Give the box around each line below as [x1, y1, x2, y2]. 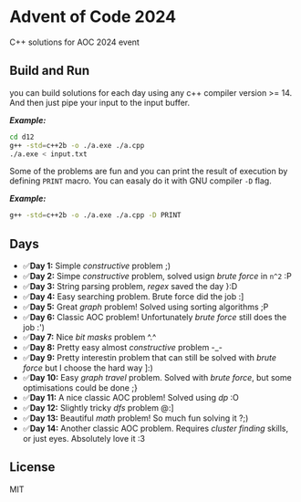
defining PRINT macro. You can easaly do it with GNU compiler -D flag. [9, 175, 272, 186]
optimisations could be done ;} [22, 382, 139, 393]
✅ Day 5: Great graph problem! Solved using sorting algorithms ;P [22, 301, 269, 312]
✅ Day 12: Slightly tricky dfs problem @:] [22, 403, 175, 413]
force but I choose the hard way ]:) [22, 362, 153, 373]
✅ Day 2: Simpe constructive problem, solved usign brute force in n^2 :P [22, 271, 292, 282]
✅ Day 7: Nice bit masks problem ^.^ [22, 331, 157, 343]
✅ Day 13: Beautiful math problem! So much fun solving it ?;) [22, 413, 249, 424]
